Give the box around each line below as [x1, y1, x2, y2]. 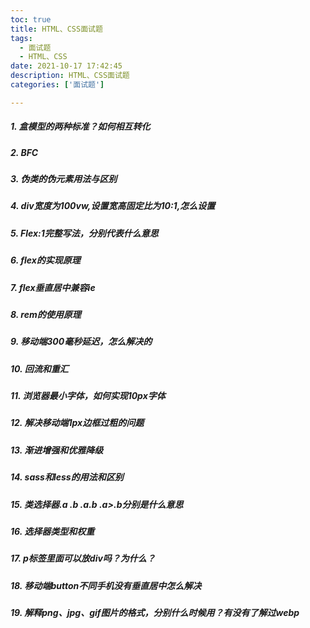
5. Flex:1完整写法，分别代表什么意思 [10, 227, 159, 239]
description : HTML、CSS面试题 [10, 71, 130, 81]
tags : [10, 33, 33, 43]
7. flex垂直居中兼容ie [10, 281, 96, 293]
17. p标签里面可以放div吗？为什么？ [10, 552, 156, 565]
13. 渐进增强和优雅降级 [10, 444, 104, 456]
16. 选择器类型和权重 [10, 525, 95, 537]
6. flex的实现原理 [10, 254, 81, 266]
